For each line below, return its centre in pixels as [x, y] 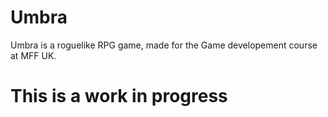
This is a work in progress [119, 96]
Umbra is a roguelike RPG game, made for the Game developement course [164, 45]
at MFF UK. [33, 55]
